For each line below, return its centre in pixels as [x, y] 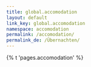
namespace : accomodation [38, 29]
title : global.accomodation [42, 12]
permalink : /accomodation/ [40, 35]
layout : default [27, 18]
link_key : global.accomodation [46, 23]
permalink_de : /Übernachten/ [43, 40]
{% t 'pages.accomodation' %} [45, 58]
